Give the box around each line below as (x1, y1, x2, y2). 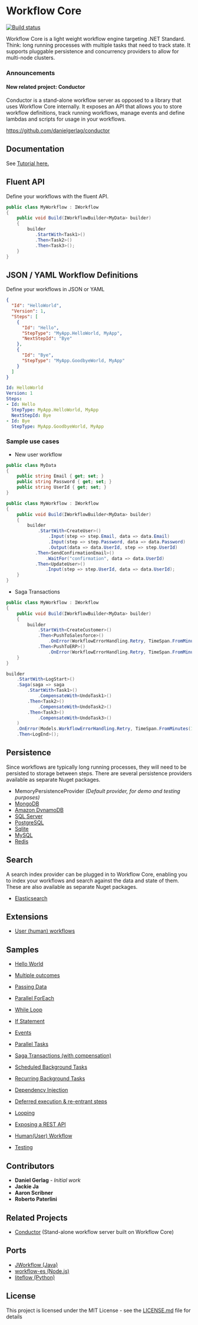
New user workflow (14, 451, 62, 458)
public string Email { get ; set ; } (16, 473, 104, 479)
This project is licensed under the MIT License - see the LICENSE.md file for (6, 1307, 191, 1314)
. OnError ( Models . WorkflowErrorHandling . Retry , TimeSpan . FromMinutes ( (16, 726, 192, 732)
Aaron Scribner (14, 1189, 53, 1197)
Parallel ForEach (14, 995, 55, 1002)
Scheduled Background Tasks (14, 1063, 87, 1071)
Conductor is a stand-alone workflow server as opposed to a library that (6, 96, 181, 104)
